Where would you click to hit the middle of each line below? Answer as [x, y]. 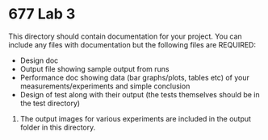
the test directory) [50, 103]
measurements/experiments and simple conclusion [105, 86]
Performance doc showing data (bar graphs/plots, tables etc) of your [135, 77]
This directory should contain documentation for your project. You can [125, 36]
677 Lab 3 [42, 14]
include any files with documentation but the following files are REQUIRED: [132, 44]
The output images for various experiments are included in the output [136, 118]
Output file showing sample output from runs [94, 68]
